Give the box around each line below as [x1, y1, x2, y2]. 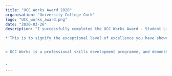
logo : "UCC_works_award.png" [5, 17, 68, 22]
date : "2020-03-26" [5, 21, 47, 27]
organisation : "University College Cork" [5, 12, 95, 17]
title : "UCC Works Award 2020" [5, 7, 72, 13]
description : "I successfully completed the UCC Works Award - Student [5, 27, 161, 32]
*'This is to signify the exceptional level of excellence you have [5, 36, 155, 41]
